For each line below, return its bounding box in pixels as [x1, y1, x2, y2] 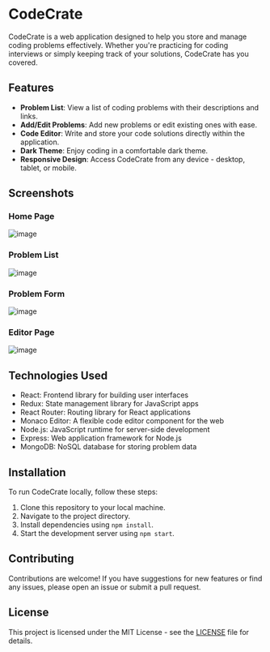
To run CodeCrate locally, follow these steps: [8, 487, 158, 496]
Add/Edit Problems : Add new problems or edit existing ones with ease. [19, 119, 258, 130]
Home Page [8, 211, 55, 222]
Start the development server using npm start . [19, 528, 175, 538]
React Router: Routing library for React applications [19, 407, 192, 418]
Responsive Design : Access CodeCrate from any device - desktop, [19, 154, 245, 164]
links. [19, 111, 38, 121]
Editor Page [8, 326, 55, 337]
